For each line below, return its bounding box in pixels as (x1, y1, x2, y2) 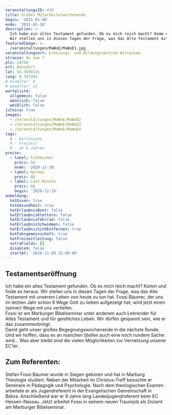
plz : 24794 (5, 60, 29, 65)
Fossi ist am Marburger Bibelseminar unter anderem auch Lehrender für (5, 310, 157, 317)
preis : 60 (14, 174, 36, 179)
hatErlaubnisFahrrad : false (10, 217, 70, 222)
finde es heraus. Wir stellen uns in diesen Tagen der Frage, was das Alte (5, 288, 158, 295)
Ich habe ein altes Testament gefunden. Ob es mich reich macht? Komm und (5, 283, 166, 289)
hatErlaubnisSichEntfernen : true (10, 226, 81, 232)
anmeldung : (5, 193, 29, 198)
